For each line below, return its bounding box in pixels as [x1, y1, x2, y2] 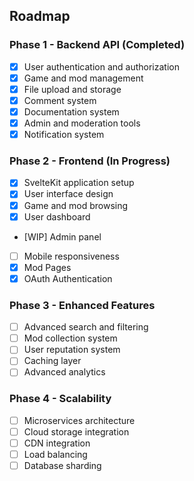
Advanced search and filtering [23, 321, 149, 333]
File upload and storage [23, 83, 122, 95]
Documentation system [23, 105, 120, 118]
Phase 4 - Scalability [9, 392, 112, 406]
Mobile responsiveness [23, 250, 120, 262]
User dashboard [23, 210, 91, 223]
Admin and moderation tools [23, 117, 141, 129]
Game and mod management [23, 72, 144, 84]
